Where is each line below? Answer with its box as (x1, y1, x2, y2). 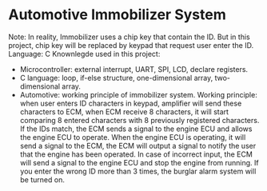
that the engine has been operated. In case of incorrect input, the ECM (19, 149, 253, 159)
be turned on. (19, 174, 66, 185)
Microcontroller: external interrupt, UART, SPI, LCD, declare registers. (19, 64, 249, 74)
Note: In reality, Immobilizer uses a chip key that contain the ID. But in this (8, 32, 250, 42)
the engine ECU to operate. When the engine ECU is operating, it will (19, 132, 246, 141)
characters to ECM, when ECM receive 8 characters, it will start (19, 106, 229, 117)
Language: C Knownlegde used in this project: (8, 49, 161, 58)
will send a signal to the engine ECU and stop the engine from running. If (19, 157, 260, 167)
